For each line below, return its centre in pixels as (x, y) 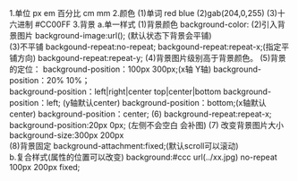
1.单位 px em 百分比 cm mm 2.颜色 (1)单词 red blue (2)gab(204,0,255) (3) (143, 13)
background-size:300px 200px (67, 135)
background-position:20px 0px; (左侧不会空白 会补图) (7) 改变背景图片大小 (147, 125)
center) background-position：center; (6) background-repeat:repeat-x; (140, 114)
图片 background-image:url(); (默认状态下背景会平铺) (114, 35)
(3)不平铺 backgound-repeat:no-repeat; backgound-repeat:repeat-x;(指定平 (149, 47)
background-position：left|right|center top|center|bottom (115, 91)
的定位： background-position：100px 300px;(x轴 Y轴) (111, 69)
